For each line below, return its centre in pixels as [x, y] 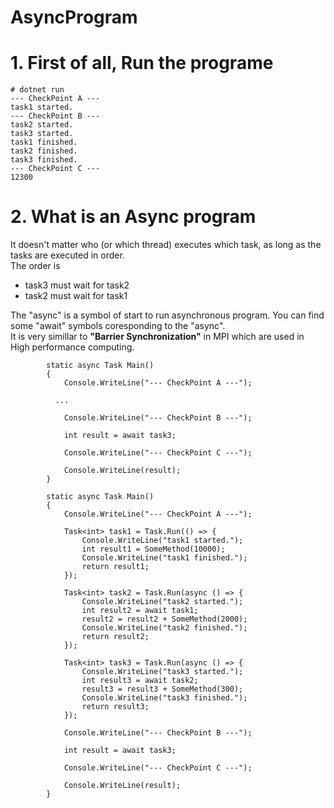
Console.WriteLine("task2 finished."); [164, 628]
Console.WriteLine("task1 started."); [162, 541]
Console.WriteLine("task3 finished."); [164, 698]
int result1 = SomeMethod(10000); [153, 549]
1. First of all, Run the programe [142, 63]
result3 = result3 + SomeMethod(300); [162, 689]
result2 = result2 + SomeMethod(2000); [164, 619]
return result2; [115, 637]
